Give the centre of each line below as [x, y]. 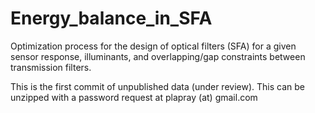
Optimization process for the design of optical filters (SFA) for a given [153, 46]
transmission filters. [51, 67]
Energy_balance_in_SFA [111, 18]
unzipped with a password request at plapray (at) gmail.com [134, 97]
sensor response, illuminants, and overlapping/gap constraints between [158, 56]
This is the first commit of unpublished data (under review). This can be [157, 86]
